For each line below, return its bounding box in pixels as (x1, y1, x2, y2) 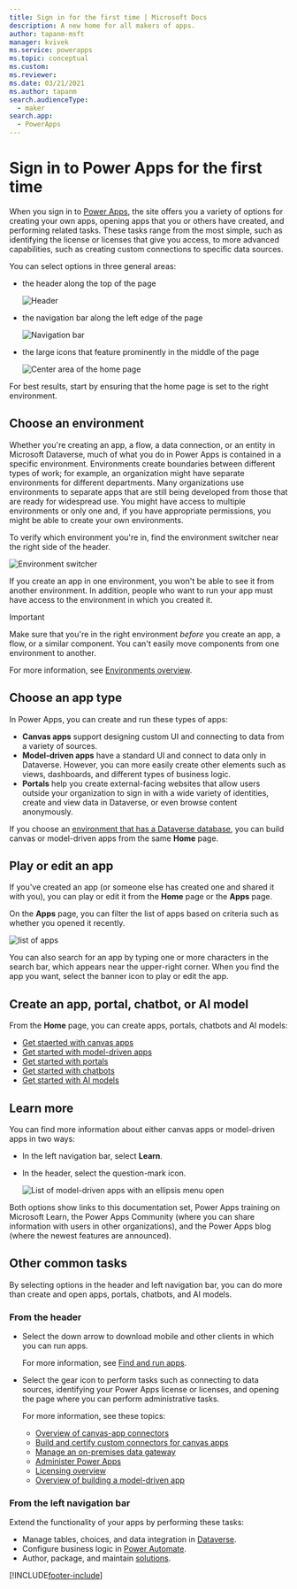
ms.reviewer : (9, 71, 57, 80)
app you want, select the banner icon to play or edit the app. (9, 971, 229, 982)
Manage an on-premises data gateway (34, 1446, 177, 1457)
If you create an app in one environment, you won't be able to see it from (9, 575, 275, 586)
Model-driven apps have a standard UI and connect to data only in (21, 750, 267, 760)
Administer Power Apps (34, 1456, 122, 1467)
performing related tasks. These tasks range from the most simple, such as (9, 225, 283, 235)
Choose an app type (9, 690, 123, 706)
